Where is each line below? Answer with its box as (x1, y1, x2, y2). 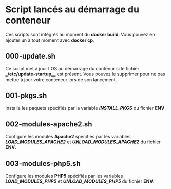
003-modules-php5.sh (5, 159, 81, 168)
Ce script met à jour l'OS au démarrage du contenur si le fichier (5, 65, 140, 71)
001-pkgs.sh (5, 91, 47, 100)
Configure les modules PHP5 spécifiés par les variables (5, 173, 123, 179)
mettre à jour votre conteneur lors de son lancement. (5, 76, 117, 83)
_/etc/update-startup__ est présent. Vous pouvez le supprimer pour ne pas (5, 71, 165, 77)
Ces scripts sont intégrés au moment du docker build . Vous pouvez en (5, 31, 155, 37)
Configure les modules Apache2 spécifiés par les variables (5, 134, 131, 140)
